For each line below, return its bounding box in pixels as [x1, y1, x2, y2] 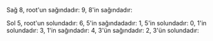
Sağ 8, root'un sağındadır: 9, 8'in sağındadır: [6, 6, 132, 14]
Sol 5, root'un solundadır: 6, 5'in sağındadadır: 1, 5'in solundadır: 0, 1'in [6, 19, 207, 27]
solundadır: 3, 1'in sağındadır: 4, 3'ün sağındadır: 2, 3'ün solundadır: [6, 27, 199, 34]
